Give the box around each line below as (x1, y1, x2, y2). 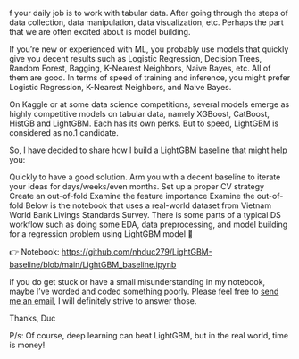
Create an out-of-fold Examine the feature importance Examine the (9, 191, 255, 201)
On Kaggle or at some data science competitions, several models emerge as (9, 99, 290, 110)
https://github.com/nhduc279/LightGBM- (61, 246, 212, 257)
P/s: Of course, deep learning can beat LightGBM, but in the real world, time (9, 330, 288, 340)
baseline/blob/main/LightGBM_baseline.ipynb (9, 259, 177, 270)
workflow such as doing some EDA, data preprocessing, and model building (9, 219, 288, 230)
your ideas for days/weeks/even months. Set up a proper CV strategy (9, 181, 265, 191)
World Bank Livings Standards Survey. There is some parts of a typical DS (9, 210, 281, 220)
